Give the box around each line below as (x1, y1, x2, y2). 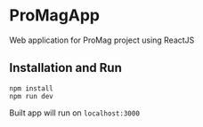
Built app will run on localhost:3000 (9, 107, 141, 118)
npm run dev (9, 91, 53, 100)
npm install (9, 83, 53, 93)
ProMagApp (9, 5, 101, 26)
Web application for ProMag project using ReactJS (9, 35, 195, 45)
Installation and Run (9, 60, 123, 75)
